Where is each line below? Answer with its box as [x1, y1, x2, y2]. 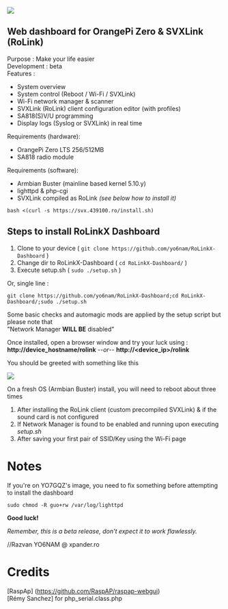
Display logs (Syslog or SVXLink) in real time [16, 119, 143, 127]
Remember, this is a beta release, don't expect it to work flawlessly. [7, 527, 198, 535]
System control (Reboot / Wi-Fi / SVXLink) [16, 90, 136, 98]
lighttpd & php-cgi [16, 186, 68, 195]
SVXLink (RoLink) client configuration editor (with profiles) [16, 104, 181, 112]
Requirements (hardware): [7, 132, 81, 140]
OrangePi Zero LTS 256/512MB [16, 145, 104, 153]
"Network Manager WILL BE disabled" [7, 325, 115, 333]
